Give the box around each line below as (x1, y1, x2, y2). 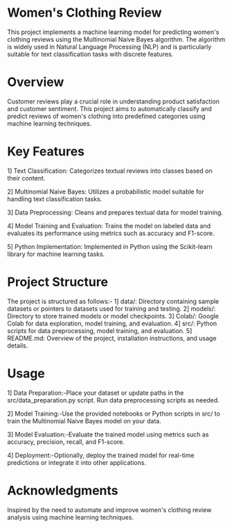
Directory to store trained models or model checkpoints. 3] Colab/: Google (7, 312, 220, 320)
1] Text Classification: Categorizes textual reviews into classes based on (7, 167, 213, 175)
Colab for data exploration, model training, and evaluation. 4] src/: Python (7, 319, 217, 327)
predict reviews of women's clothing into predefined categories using (7, 112, 206, 120)
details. (7, 341, 28, 350)
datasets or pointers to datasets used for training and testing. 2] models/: (7, 304, 216, 313)
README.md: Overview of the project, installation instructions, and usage (7, 334, 217, 342)
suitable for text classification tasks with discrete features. (7, 50, 174, 58)
